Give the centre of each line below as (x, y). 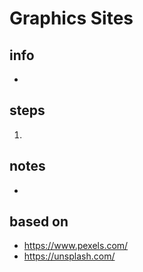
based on (39, 222)
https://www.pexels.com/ (76, 246)
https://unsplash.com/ (69, 256)
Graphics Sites (71, 18)
